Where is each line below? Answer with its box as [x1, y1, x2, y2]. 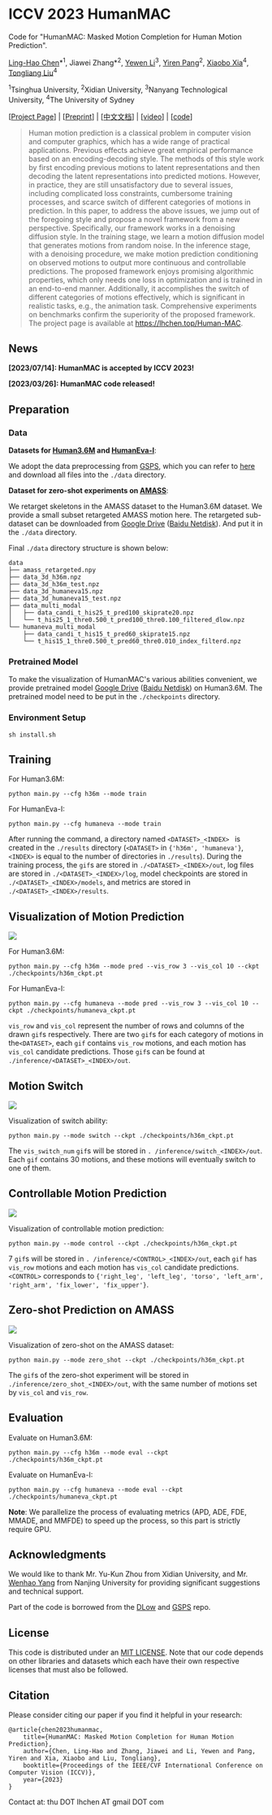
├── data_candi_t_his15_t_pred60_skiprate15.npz [23, 630, 191, 639]
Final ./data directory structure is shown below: [8, 543, 169, 553]
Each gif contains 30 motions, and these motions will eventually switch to [8, 1155, 256, 1165]
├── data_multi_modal [8, 601, 82, 610]
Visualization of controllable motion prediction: [8, 1223, 165, 1233]
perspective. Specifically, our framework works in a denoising [28, 223, 235, 233]
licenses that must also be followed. [8, 1665, 128, 1675]
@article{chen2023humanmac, [8, 1725, 104, 1734]
